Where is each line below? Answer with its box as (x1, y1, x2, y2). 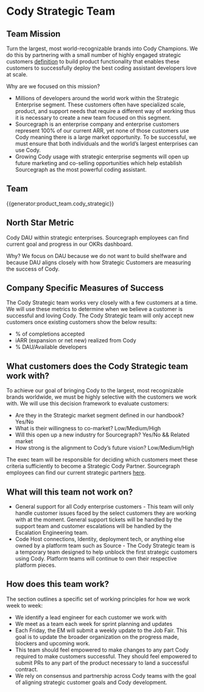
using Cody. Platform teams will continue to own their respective (15, 555, 177, 562)
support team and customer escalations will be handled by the (15, 523, 172, 530)
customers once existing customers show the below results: (6, 318, 157, 326)
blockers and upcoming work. (15, 639, 90, 647)
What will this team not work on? (6, 487, 133, 497)
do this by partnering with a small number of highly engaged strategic (6, 51, 181, 59)
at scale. (6, 71, 28, 78)
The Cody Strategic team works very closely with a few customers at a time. (6, 299, 198, 306)
